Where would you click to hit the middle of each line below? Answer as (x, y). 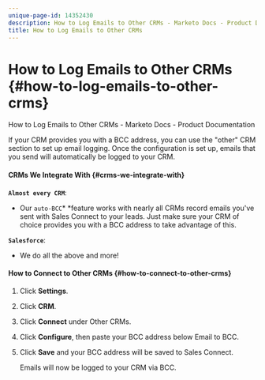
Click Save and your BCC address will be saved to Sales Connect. (127, 352)
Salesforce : (27, 240)
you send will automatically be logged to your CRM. (92, 157)
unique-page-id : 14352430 (50, 15)
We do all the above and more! (69, 255)
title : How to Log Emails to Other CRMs (76, 30)
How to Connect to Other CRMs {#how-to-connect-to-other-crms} (120, 273)
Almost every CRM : (37, 192)
